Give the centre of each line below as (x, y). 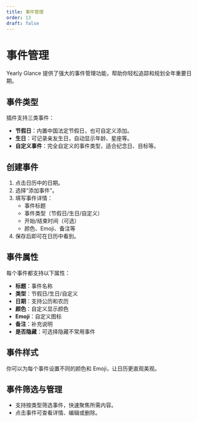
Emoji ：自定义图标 (38, 316)
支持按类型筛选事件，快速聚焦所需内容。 (66, 405)
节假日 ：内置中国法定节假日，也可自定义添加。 (74, 131)
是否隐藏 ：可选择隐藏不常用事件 (55, 331)
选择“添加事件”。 (36, 190)
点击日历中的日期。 (39, 183)
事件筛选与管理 (34, 389)
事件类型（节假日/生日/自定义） (64, 213)
